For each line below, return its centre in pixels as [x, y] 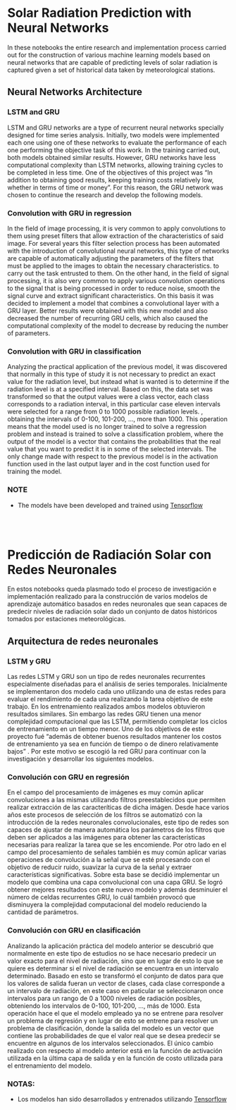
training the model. [35, 472]
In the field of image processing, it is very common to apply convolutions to [117, 228]
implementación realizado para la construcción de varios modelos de [107, 597]
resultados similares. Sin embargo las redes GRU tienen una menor [105, 714]
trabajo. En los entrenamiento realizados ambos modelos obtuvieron [106, 706]
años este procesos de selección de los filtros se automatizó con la [105, 815]
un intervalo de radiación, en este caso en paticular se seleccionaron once [116, 990]
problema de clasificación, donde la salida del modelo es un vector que [111, 1028]
